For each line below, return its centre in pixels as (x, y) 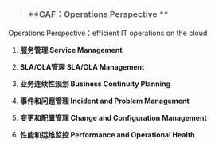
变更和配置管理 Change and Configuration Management (113, 118)
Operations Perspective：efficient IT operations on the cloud (108, 33)
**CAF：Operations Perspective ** (98, 14)
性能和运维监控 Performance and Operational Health (107, 135)
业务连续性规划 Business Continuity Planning (95, 84)
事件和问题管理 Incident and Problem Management (104, 101)
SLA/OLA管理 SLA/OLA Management (82, 67)
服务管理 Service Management (71, 50)
